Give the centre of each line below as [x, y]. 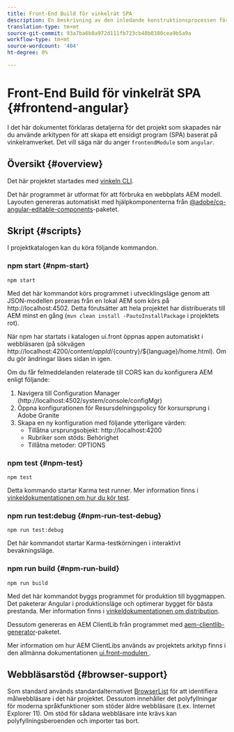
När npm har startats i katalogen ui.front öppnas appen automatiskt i [105, 336]
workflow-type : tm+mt [39, 40]
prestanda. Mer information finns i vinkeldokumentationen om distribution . [114, 611]
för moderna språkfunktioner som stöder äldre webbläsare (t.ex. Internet [111, 706]
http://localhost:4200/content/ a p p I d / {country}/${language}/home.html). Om [117, 351]
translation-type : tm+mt [43, 26]
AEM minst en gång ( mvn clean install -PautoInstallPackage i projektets [113, 315]
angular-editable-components [50, 209]
